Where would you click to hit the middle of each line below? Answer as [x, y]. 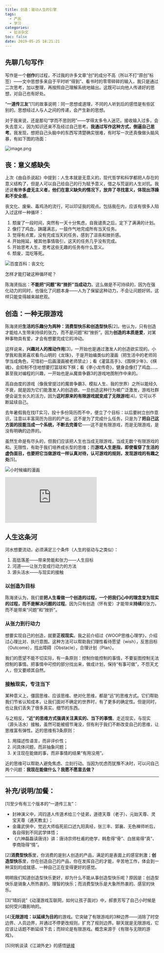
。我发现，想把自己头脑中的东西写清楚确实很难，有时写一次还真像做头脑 [82, 132]
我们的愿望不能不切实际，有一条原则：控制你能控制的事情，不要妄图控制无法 [82, 658]
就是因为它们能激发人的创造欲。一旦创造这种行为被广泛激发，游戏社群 [88, 390]
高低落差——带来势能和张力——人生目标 [53, 560]
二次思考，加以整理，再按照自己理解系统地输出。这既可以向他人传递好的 [78, 87]
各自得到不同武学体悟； [36, 832]
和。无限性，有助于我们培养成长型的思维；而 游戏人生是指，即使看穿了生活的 [82, 447]
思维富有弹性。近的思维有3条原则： [41, 730]
